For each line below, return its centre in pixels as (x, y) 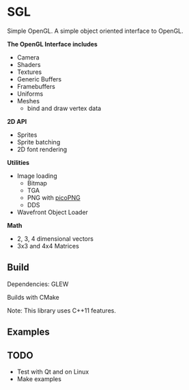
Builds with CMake (33, 297)
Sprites (27, 135)
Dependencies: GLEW (38, 284)
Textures (29, 72)
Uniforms (30, 94)
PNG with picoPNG (54, 197)
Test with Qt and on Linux (53, 372)
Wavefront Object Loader (53, 212)
